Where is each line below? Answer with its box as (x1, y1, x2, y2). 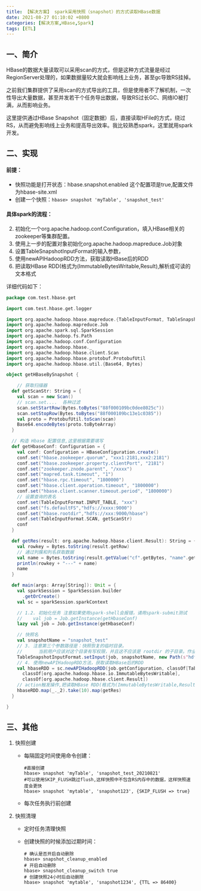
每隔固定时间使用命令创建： (23, 752, 93, 759)
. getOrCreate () (22, 593, 60, 600)
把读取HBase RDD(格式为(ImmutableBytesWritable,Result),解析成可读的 (14, 262, 191, 270)
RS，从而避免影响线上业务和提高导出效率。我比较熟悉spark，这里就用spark (6, 122, 193, 129)
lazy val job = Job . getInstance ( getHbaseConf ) (17, 621, 135, 627)
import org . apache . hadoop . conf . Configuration (6, 339, 121, 345)
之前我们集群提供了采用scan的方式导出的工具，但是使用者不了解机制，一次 (6, 86, 191, 94)
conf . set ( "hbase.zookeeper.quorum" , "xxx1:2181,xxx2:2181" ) (17, 454, 170, 460)
